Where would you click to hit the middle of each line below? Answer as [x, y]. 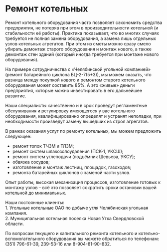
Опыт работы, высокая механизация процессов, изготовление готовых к [83, 182]
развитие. [16, 96]
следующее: [18, 136]
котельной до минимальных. [36, 193]
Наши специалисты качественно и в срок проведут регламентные [76, 105]
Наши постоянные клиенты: [35, 202]
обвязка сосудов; [31, 162]
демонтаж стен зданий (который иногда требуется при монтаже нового [82, 54]
